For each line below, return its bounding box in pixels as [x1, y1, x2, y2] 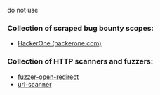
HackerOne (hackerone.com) [17, 39, 102, 47]
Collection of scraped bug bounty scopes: [7, 23, 154, 33]
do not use [7, 6, 39, 14]
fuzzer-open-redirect [17, 73, 79, 81]
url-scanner [17, 80, 52, 88]
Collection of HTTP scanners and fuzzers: [7, 57, 154, 66]
